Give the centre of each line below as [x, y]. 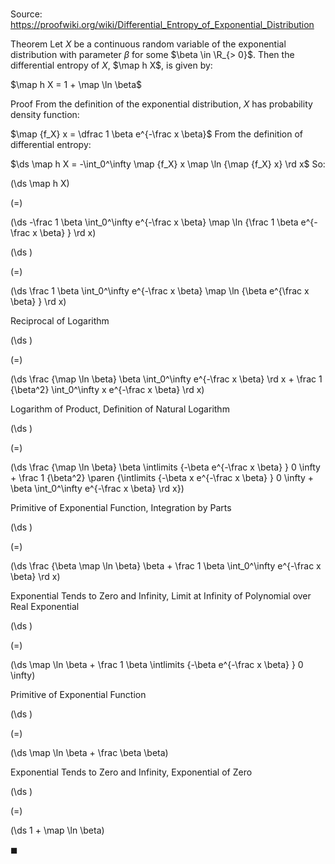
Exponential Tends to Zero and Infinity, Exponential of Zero [131, 772]
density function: [45, 115]
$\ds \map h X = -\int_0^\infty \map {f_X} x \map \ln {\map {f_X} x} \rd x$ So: [168, 164]
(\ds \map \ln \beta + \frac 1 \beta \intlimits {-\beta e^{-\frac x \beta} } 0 [157, 665]
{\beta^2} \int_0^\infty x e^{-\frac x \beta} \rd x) [107, 390]
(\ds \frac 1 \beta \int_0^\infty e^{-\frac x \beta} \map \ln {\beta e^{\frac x [160, 291]
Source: [26, 14]
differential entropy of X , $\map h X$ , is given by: [111, 65]
